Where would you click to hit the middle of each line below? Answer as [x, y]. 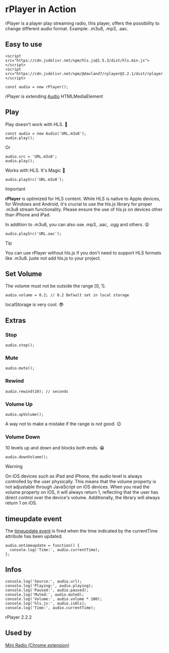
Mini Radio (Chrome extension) [37, 645]
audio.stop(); [20, 345]
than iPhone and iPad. [28, 215]
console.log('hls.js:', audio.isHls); [46, 603]
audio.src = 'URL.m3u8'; [31, 156]
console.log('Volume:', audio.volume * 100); [54, 599]
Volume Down [23, 437]
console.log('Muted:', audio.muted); [45, 595]
